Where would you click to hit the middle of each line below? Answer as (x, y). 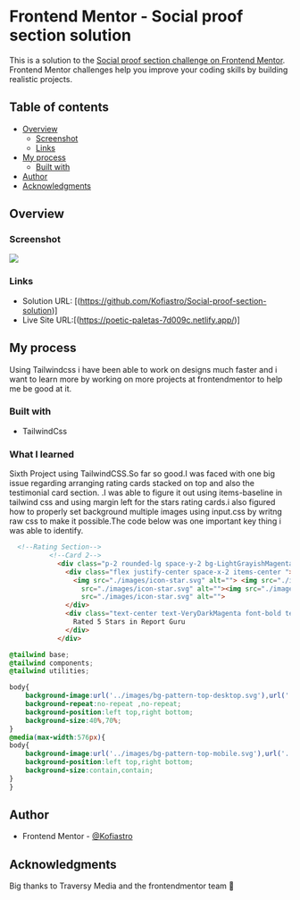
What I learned (42, 454)
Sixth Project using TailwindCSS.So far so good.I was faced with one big (142, 474)
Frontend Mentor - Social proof (126, 17)
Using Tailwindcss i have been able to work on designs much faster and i (143, 369)
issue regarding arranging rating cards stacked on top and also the (132, 484)
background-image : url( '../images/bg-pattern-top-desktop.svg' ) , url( (155, 696)
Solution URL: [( (51, 300)
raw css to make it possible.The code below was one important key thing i (145, 521)
